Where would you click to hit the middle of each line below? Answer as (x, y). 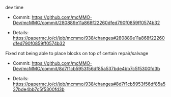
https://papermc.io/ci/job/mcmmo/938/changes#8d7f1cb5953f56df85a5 (89, 84)
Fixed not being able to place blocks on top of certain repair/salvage (77, 53)
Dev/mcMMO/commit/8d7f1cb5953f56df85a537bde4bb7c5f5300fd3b (86, 69)
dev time (15, 7)
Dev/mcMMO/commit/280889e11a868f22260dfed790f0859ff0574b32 (86, 23)
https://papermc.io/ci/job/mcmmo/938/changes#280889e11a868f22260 (89, 38)
